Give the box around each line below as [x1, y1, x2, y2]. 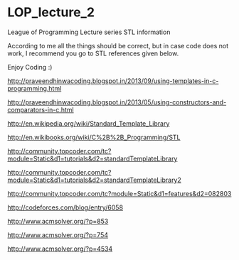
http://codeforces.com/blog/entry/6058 [7, 203, 123, 212]
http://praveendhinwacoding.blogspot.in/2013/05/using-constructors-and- [7, 97, 227, 107]
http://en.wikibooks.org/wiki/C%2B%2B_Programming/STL [7, 133, 181, 141]
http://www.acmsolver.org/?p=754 [7, 230, 109, 239]
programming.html [7, 84, 62, 92]
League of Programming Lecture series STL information [7, 28, 171, 36]
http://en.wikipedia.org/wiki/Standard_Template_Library [7, 119, 170, 128]
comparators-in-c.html [7, 105, 74, 114]
